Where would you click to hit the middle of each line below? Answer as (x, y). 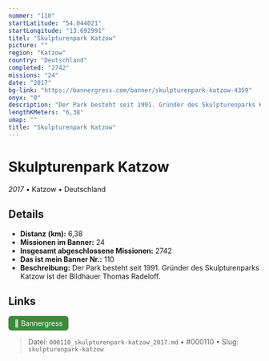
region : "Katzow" (37, 53)
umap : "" (23, 120)
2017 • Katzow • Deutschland (57, 189)
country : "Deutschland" (48, 61)
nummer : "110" (32, 16)
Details (26, 214)
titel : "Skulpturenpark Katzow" (62, 38)
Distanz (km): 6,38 (51, 234)
